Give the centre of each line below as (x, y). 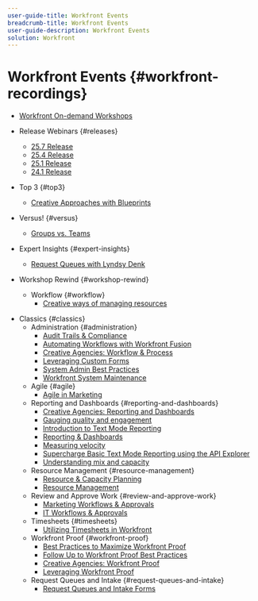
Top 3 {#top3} (42, 187)
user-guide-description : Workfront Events (79, 30)
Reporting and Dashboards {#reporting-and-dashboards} (125, 403)
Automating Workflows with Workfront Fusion (117, 344)
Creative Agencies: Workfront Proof (101, 564)
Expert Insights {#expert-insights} (74, 249)
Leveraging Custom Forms (86, 361)
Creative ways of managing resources (105, 303)
